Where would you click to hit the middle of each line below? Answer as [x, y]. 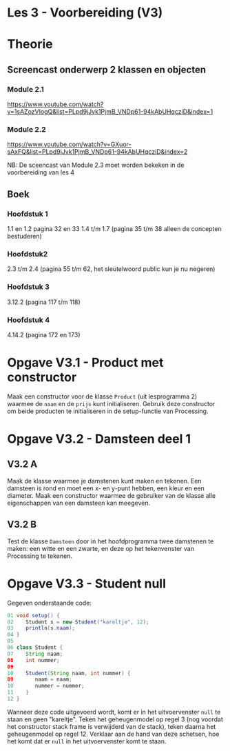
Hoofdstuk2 [28, 254]
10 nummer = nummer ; [46, 686]
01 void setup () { [33, 615]
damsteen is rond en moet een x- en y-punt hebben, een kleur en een [106, 488]
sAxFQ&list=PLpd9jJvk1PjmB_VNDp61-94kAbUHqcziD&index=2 [97, 152]
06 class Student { [35, 648]
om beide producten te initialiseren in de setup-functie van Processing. [108, 411]
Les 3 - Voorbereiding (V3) [85, 13]
